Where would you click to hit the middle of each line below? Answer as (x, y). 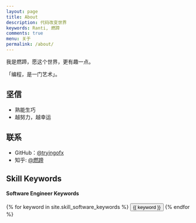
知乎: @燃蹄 (29, 160)
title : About (22, 17)
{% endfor (177, 207)
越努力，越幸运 (33, 117)
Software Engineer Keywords (43, 194)
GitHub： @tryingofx (39, 153)
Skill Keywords (34, 179)
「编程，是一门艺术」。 (33, 74)
